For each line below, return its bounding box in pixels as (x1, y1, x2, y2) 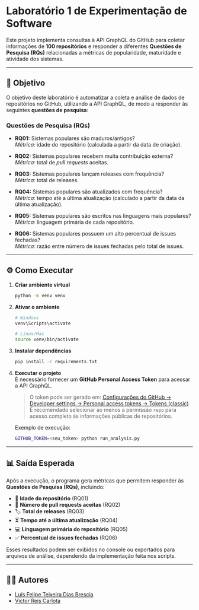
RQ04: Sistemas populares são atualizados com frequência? (14, 188, 163, 195)
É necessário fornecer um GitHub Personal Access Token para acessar (14, 376, 191, 383)
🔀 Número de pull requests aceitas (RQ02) (14, 501, 121, 508)
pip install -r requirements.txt (14, 359, 98, 365)
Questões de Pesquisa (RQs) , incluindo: (6, 483, 105, 490)
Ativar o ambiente (14, 303, 60, 310)
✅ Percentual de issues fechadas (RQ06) (14, 534, 117, 541)
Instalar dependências (14, 347, 72, 354)
